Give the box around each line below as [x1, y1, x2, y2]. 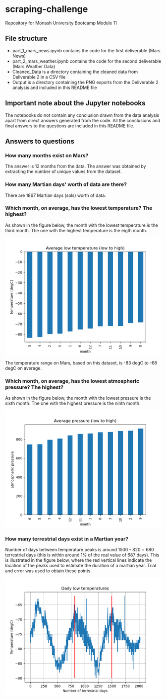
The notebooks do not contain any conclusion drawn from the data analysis [5, 112, 160, 118]
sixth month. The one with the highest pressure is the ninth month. [5, 400, 141, 406]
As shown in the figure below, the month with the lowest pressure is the [5, 395, 151, 401]
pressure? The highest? [5, 384, 63, 391]
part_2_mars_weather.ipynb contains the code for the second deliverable [12, 58, 162, 64]
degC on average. [5, 365, 42, 371]
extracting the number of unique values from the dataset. [5, 169, 122, 175]
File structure [5, 34, 48, 43]
